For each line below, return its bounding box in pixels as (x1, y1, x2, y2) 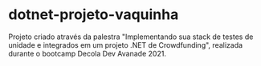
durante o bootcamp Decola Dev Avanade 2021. (8, 49, 167, 58)
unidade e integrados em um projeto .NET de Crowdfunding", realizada (8, 40, 243, 49)
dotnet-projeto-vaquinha (8, 6, 179, 24)
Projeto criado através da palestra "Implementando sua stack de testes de (8, 32, 254, 41)
